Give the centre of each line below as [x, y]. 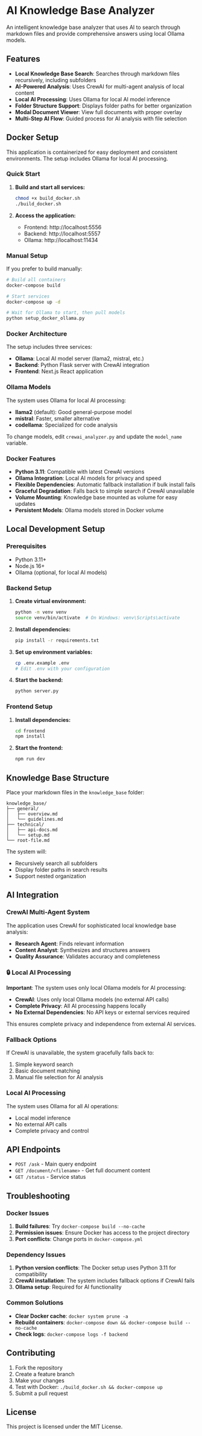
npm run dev [30, 759]
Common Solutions [35, 1303]
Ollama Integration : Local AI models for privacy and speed [88, 478]
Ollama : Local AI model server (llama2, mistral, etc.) [80, 359]
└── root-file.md [28, 841]
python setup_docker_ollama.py [46, 318]
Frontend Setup [30, 707]
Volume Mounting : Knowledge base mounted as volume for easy [96, 497]
